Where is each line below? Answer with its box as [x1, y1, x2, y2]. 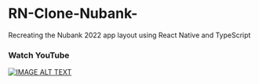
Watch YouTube [8, 50, 70, 61]
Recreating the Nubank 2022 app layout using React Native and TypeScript [8, 30, 251, 40]
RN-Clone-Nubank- [8, 5, 138, 23]
